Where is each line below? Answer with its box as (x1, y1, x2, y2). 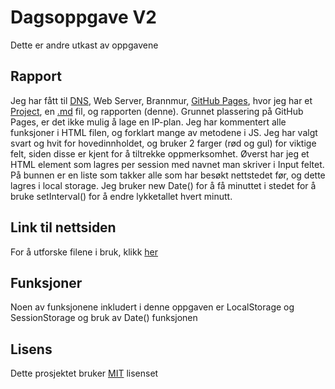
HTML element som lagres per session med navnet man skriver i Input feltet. (10, 158, 325, 170)
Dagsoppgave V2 (10, 6, 157, 29)
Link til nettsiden (10, 219, 117, 236)
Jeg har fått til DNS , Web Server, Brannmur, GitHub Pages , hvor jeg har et (10, 94, 313, 106)
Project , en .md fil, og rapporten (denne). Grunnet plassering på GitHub (10, 105, 304, 117)
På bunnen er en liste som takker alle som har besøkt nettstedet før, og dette (10, 169, 326, 181)
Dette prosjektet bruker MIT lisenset (10, 367, 159, 380)
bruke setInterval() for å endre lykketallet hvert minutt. (10, 190, 233, 202)
